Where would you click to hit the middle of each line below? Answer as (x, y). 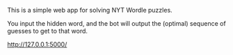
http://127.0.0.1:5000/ (37, 44)
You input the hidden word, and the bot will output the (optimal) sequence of (116, 23)
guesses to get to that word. (48, 31)
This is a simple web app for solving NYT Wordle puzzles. (90, 10)
